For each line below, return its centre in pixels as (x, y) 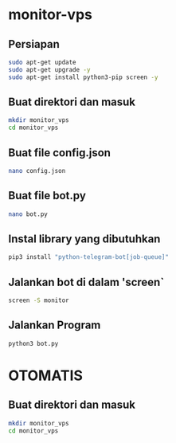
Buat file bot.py (47, 196)
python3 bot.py (33, 343)
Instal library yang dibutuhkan (84, 239)
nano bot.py (28, 214)
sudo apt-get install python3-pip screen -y (83, 77)
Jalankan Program (55, 325)
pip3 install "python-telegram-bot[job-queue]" (89, 257)
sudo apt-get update (43, 62)
